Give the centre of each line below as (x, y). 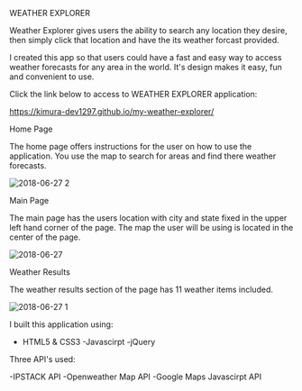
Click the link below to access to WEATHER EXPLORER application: (133, 94)
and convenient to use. (52, 77)
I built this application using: (61, 324)
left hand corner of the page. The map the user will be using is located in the (151, 227)
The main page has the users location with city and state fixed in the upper (148, 218)
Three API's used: (42, 359)
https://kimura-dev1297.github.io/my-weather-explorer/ (112, 111)
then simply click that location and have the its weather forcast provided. (144, 40)
